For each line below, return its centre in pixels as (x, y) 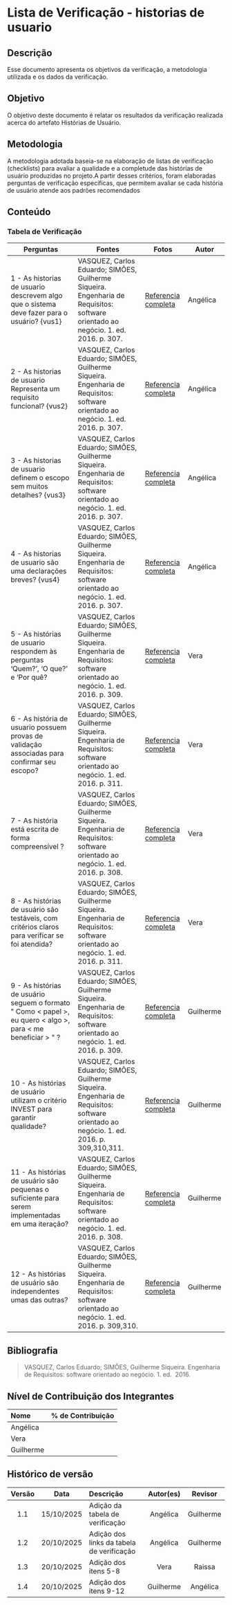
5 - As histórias (36, 634)
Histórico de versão (50, 1474)
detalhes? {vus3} (38, 495)
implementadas (36, 1215)
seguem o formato (40, 1003)
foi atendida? (32, 944)
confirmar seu (33, 762)
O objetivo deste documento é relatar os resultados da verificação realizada (115, 115)
